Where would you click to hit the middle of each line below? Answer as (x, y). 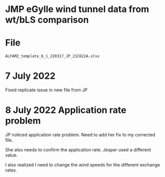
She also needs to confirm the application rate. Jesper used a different (78, 150)
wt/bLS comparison (47, 20)
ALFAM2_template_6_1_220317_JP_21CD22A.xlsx (52, 56)
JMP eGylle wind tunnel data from (77, 9)
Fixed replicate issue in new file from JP (46, 90)
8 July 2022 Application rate (66, 110)
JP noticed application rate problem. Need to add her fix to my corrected (80, 135)
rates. (11, 170)
